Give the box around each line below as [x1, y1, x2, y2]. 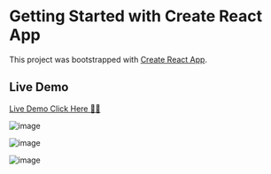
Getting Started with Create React [9, 6, 263, 26]
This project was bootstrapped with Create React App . [9, 54, 208, 64]
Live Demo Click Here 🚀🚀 [9, 103, 101, 114]
